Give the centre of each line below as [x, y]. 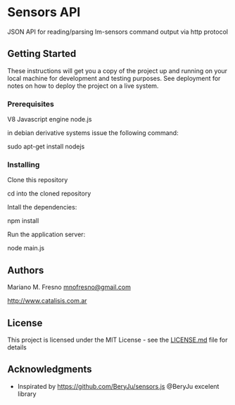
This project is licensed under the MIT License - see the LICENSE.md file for [118, 340]
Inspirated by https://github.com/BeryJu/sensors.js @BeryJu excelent [118, 386]
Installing [24, 165]
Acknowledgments [50, 369]
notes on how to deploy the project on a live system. [83, 86]
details [17, 347]
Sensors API [44, 12]
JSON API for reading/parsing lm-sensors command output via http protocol [118, 32]
